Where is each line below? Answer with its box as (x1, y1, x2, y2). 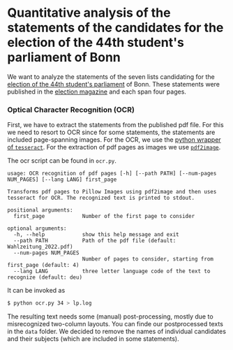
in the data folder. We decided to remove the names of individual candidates (7, 327, 227, 336)
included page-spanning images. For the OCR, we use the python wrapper (7, 136, 221, 144)
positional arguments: (7, 207, 73, 214)
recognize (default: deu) (7, 274, 82, 281)
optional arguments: (7, 225, 68, 232)
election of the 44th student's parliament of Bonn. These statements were (7, 80, 220, 88)
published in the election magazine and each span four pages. (7, 87, 187, 96)
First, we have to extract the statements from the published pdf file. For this (7, 121, 225, 129)
